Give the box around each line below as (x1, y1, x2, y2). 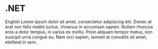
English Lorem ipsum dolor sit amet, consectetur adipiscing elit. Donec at (5, 19, 152, 24)
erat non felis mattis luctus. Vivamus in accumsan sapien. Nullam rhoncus (5, 24, 154, 29)
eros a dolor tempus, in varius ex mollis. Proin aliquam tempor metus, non (5, 29, 153, 35)
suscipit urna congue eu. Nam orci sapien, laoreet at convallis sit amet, (5, 34, 147, 40)
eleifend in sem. (5, 39, 38, 45)
